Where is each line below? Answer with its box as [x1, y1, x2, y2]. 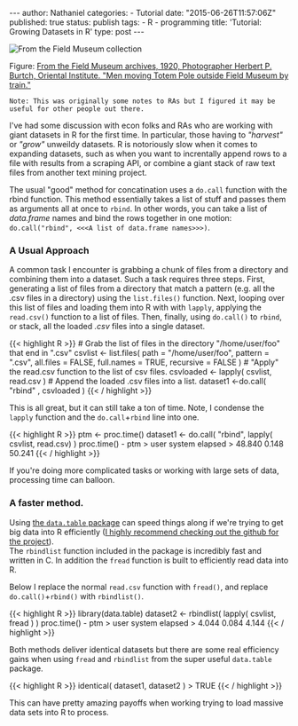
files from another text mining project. [9, 168, 148, 178]
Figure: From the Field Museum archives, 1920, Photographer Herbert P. [9, 61, 272, 71]
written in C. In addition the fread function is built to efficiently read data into [9, 555, 289, 565]
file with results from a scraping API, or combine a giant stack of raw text [9, 158, 276, 168]
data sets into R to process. [9, 706, 109, 717]
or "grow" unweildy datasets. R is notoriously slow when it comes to [9, 139, 258, 149]
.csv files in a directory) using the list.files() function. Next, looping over [9, 293, 286, 304]
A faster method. [9, 497, 84, 509]
